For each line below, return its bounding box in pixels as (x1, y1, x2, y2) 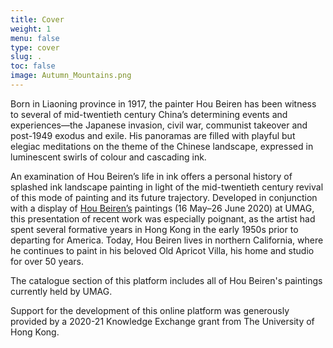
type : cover (10, 42, 60, 53)
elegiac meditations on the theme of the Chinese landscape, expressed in (10, 140, 314, 152)
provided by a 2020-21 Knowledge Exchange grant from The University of (10, 315, 315, 327)
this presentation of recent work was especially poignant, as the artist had (10, 212, 316, 225)
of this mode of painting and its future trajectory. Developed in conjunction (10, 191, 318, 203)
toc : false (10, 61, 56, 71)
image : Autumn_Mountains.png (10, 71, 132, 81)
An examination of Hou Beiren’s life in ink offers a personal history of (10, 170, 293, 182)
